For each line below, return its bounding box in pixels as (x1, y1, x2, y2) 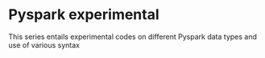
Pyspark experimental (8, 6, 159, 24)
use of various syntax (8, 40, 81, 49)
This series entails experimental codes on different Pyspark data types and (8, 32, 258, 41)
